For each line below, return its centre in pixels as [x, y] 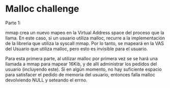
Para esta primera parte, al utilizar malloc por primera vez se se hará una [81, 58]
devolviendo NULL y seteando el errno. [46, 80]
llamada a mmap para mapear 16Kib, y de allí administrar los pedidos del [81, 64]
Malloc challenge [42, 9]
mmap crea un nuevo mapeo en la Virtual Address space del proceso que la [85, 32]
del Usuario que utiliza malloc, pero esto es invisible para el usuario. [77, 49]
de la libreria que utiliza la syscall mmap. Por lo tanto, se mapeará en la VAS [85, 43]
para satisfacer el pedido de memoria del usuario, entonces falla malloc [80, 74]
